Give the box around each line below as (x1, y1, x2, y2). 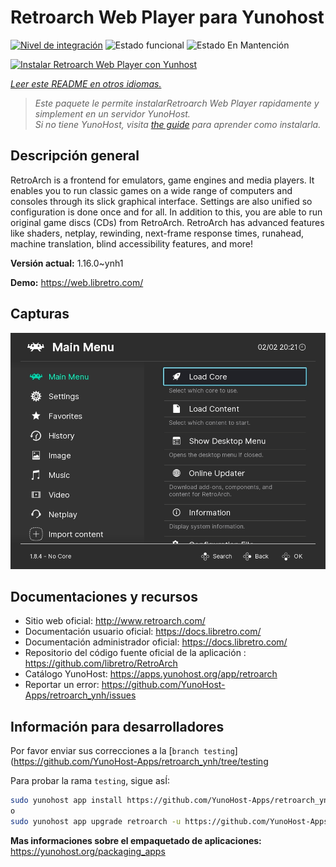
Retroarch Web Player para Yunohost (10, 6, 325, 29)
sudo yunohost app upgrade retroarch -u (10, 816, 182, 826)
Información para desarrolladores (10, 718, 225, 735)
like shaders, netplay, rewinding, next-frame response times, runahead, (10, 227, 305, 239)
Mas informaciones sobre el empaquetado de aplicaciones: (10, 834, 262, 846)
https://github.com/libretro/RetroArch (24, 657, 178, 670)
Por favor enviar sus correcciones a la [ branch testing (10, 745, 235, 757)
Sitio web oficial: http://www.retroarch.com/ (24, 615, 206, 627)
